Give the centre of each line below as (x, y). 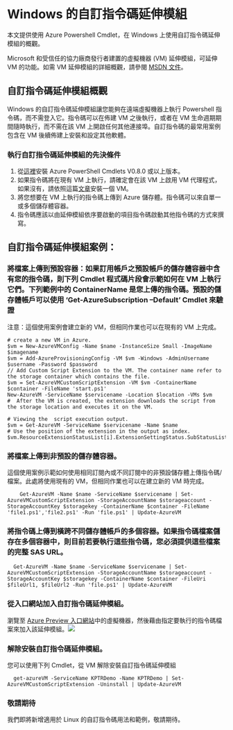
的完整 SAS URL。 (37, 551)
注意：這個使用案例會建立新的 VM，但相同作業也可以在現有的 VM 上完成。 (114, 326)
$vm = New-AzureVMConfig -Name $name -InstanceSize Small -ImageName (110, 346)
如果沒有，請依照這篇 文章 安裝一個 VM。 (75, 189)
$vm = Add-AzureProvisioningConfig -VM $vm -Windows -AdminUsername (108, 358)
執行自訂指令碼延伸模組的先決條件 (64, 155)
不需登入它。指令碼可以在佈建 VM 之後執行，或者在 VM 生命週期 (123, 117)
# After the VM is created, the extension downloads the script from (111, 401)
